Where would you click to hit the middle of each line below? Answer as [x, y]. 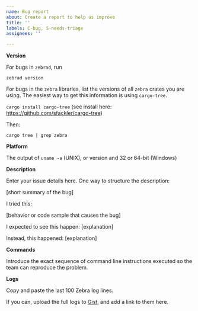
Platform [17, 146]
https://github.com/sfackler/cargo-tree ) [54, 113]
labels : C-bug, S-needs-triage [45, 28]
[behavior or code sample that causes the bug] [63, 215]
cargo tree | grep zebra [37, 136]
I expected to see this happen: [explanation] [60, 227]
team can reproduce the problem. [47, 268]
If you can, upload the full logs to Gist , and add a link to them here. [87, 302]
